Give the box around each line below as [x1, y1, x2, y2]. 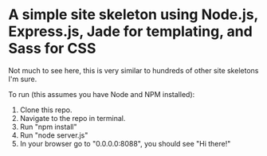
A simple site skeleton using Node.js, [8, 6, 259, 24]
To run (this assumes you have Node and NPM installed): [8, 89, 195, 99]
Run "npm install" [19, 122, 77, 131]
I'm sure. [8, 74, 37, 84]
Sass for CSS [8, 40, 96, 57]
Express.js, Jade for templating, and [8, 22, 253, 41]
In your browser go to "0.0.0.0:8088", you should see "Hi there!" [19, 138, 231, 148]
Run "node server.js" [19, 130, 88, 140]
